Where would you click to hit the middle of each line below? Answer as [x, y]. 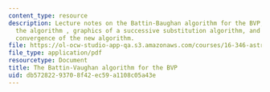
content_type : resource [48, 16]
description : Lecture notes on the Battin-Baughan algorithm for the [127, 23]
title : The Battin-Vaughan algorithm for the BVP [93, 68]
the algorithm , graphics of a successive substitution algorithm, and [138, 30]
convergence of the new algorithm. [75, 38]
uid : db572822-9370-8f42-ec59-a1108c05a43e [82, 75]
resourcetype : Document [48, 61]
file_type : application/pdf [55, 53]
